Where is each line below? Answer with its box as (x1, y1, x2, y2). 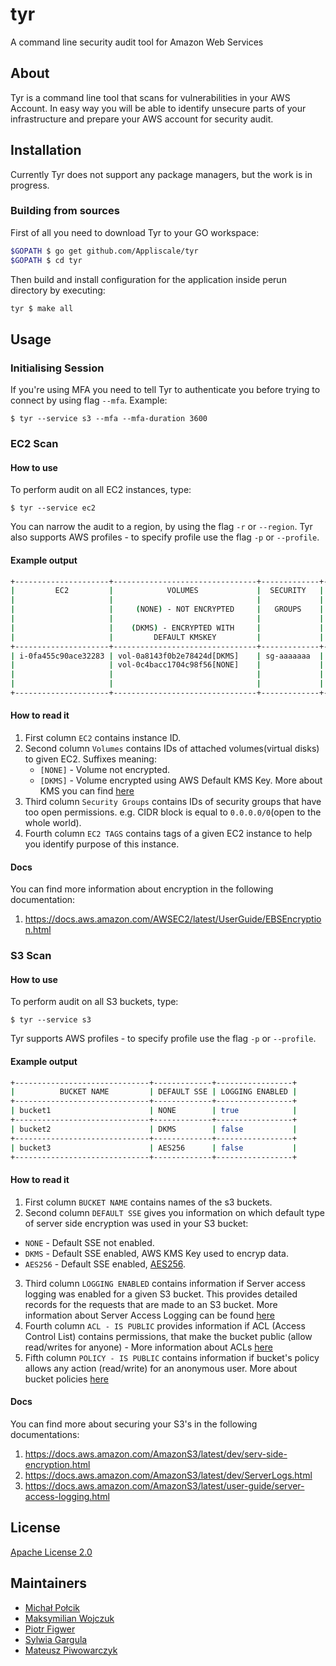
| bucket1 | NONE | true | (10, 1106, 298, 1116)
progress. (10, 179, 50, 191)
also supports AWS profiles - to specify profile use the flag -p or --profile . (10, 531, 320, 543)
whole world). (24, 817, 82, 829)
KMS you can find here (39, 785, 135, 797)
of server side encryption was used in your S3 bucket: (24, 1217, 249, 1229)
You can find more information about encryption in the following (10, 883, 274, 895)
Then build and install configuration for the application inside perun (10, 273, 287, 285)
